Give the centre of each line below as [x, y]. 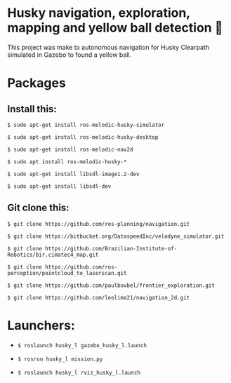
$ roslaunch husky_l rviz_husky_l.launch [79, 372]
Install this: [32, 109]
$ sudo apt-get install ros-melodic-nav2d [70, 149]
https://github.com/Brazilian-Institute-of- [111, 248]
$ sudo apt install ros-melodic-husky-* [67, 162]
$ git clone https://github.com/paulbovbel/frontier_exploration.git [111, 285]
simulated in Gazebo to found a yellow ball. [70, 55]
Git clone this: [38, 208]
